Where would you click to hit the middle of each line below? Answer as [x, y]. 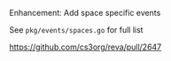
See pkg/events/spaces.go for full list [76, 30]
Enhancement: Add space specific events [85, 13]
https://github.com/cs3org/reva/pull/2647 [85, 47]
